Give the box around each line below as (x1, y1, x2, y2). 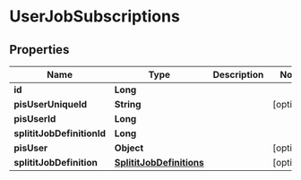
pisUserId (13, 113, 56, 124)
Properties (9, 42, 70, 57)
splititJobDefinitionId (13, 127, 106, 140)
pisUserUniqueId (13, 99, 88, 110)
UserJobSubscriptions (9, 6, 181, 27)
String (114, 99, 142, 110)
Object (114, 141, 144, 154)
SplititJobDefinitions (114, 157, 204, 168)
